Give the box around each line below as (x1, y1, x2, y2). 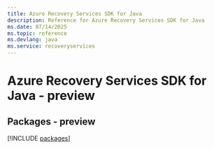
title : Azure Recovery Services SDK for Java (7, 10, 142, 17)
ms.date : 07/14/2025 (7, 23, 68, 30)
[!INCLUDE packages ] (7, 134, 71, 142)
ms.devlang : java (7, 36, 58, 43)
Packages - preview (7, 115, 96, 127)
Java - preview (7, 88, 96, 104)
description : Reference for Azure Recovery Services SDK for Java (7, 17, 205, 24)
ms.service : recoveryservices (7, 43, 96, 50)
